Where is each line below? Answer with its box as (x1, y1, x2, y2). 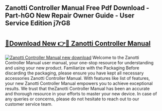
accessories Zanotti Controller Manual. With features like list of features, (5, 75, 150, 81)
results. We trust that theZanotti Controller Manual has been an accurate (5, 86, 150, 92)
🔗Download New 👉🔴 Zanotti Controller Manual (5, 39, 151, 48)
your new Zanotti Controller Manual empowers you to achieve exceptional (5, 80, 153, 86)
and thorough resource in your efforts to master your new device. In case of (5, 91, 157, 96)
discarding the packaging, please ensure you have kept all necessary (5, 70, 144, 76)
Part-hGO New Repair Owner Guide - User (5, 12, 135, 20)
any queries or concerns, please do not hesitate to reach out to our (5, 96, 140, 102)
